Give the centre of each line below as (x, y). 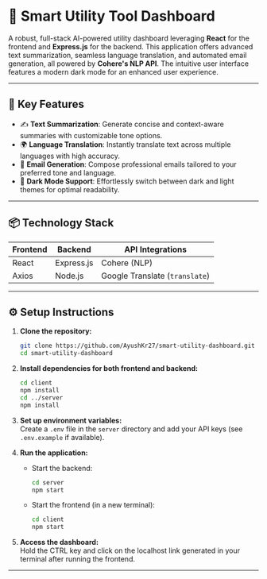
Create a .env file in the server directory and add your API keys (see (131, 429)
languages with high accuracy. (70, 156)
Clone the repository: (56, 331)
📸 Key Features (46, 104)
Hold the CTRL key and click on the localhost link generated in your (130, 550)
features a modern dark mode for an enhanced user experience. (113, 71)
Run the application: (54, 453)
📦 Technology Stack (61, 223)
